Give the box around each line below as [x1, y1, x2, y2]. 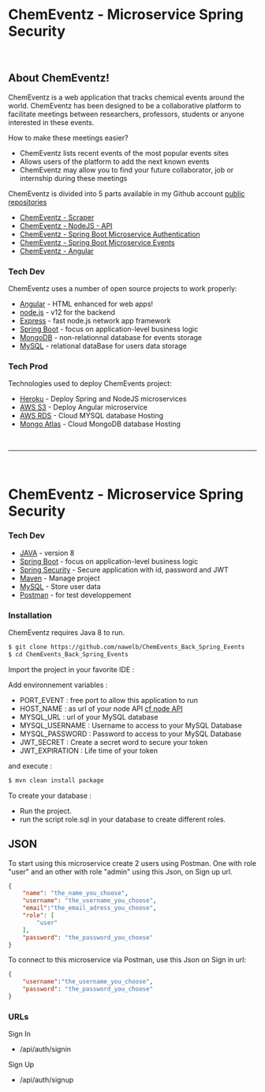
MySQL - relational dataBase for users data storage [19, 342, 187, 351]
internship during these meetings [19, 173, 128, 183]
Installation [8, 610, 53, 621]
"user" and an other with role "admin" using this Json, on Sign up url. [8, 867, 233, 876]
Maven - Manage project [19, 573, 100, 583]
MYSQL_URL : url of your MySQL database [19, 712, 159, 721]
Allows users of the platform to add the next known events [19, 157, 210, 166]
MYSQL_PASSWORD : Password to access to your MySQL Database [19, 729, 242, 739]
